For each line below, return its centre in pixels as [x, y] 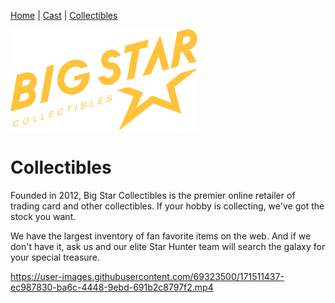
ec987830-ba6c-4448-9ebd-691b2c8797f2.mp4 [112, 287]
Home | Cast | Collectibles [64, 15]
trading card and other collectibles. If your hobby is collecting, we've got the [167, 206]
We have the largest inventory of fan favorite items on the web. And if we [161, 236]
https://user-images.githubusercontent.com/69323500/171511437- [147, 276]
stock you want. [43, 216]
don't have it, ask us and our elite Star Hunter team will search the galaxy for [168, 246]
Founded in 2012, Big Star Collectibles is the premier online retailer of [153, 195]
